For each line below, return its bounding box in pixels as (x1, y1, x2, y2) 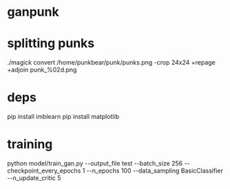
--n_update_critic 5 (7, 174, 61, 182)
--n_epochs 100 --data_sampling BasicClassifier (86, 166, 224, 175)
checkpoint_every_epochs (7, 166, 81, 175)
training (7, 137, 53, 152)
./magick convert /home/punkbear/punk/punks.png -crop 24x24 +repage (7, 58, 216, 67)
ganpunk (7, 4, 60, 20)
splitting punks (7, 36, 95, 52)
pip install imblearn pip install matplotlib (7, 113, 119, 121)
